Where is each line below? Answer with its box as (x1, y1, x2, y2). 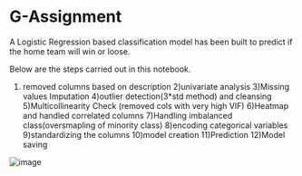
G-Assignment (9, 6, 122, 27)
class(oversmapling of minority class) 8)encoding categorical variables (22, 120, 288, 131)
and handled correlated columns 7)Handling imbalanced (22, 110, 233, 121)
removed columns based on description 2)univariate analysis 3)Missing (22, 81, 290, 92)
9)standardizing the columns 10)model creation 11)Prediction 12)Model (22, 129, 286, 140)
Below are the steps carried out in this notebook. (9, 64, 191, 74)
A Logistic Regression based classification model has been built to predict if (9, 36, 293, 47)
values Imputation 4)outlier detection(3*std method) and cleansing (22, 91, 272, 102)
